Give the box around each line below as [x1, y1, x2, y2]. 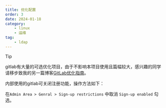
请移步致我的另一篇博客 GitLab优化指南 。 [5, 70, 89, 76]
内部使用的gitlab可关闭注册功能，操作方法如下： [5, 80, 104, 86]
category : [5, 21, 26, 26]
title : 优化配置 [5, 7, 36, 12]
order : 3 [5, 12, 23, 17]
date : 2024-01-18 [5, 16, 41, 21]
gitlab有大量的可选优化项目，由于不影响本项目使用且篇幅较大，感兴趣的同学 [5, 63, 161, 70]
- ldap [14, 40, 28, 45]
